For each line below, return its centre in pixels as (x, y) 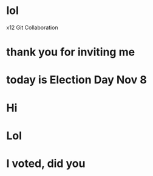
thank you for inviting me (71, 52)
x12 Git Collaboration (32, 27)
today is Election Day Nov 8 (76, 80)
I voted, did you (46, 164)
